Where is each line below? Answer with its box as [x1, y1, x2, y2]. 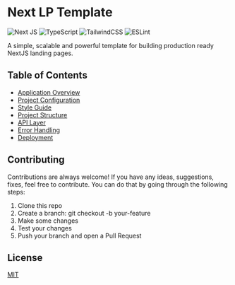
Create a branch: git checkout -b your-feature [17, 209, 151, 217]
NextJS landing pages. [7, 49, 73, 57]
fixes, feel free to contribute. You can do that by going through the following [7, 180, 228, 188]
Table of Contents [7, 69, 88, 81]
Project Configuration [17, 95, 80, 104]
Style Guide [17, 103, 52, 112]
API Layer [17, 118, 46, 127]
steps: [7, 187, 25, 196]
